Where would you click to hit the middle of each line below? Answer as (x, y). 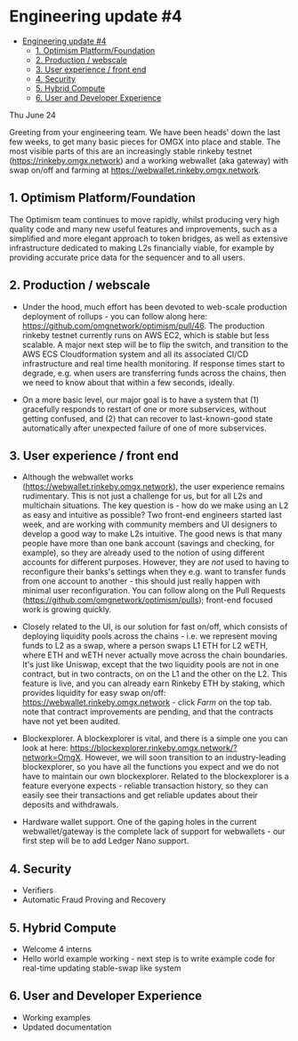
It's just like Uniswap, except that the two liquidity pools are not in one (150, 665)
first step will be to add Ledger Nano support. (105, 841)
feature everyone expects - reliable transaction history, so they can (145, 786)
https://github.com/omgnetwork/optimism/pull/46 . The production (143, 326)
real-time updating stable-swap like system (101, 968)
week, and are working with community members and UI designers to (149, 525)
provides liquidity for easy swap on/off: (94, 693)
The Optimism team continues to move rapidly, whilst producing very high (145, 219)
